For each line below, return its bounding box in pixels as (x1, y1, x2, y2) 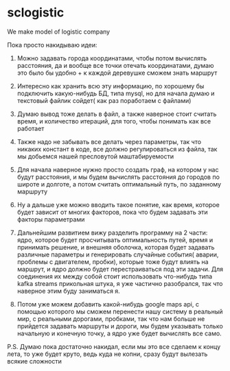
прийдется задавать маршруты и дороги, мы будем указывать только (16, 322, 223, 330)
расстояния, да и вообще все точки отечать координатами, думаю (16, 61, 214, 69)
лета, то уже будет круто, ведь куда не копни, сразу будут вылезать (7, 350, 208, 358)
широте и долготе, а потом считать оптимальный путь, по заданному (16, 180, 222, 188)
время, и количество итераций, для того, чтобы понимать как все (16, 117, 211, 125)
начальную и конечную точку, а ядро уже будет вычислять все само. (16, 329, 222, 337)
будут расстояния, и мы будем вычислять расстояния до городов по (16, 173, 220, 181)
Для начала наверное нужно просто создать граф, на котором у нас (16, 165, 219, 173)
